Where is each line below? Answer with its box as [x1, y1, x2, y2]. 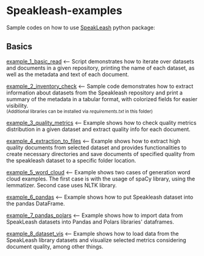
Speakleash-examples [6, 4, 123, 18]
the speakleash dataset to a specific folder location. [6, 157, 136, 164]
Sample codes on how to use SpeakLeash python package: [6, 24, 155, 31]
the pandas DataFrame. [6, 199, 65, 207]
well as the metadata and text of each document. [6, 71, 129, 78]
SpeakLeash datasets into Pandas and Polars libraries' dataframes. [6, 218, 175, 226]
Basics [6, 41, 32, 52]
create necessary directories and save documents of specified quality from [6, 150, 195, 157]
